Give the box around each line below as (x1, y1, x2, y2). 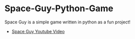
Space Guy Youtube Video (11, 28, 65, 34)
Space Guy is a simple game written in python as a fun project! (4, 19, 131, 25)
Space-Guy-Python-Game (4, 3, 114, 14)
